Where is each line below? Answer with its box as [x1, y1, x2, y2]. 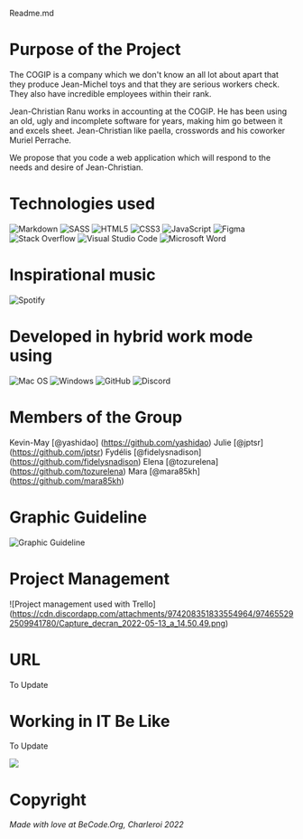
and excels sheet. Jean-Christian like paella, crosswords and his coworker [9, 125, 286, 136]
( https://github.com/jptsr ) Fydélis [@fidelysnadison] [9, 447, 202, 457]
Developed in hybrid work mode [9, 326, 253, 346]
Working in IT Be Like [9, 711, 170, 731]
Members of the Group [9, 407, 183, 428]
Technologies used [9, 193, 156, 214]
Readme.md [9, 8, 54, 18]
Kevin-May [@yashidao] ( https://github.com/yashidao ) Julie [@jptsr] [9, 437, 264, 448]
